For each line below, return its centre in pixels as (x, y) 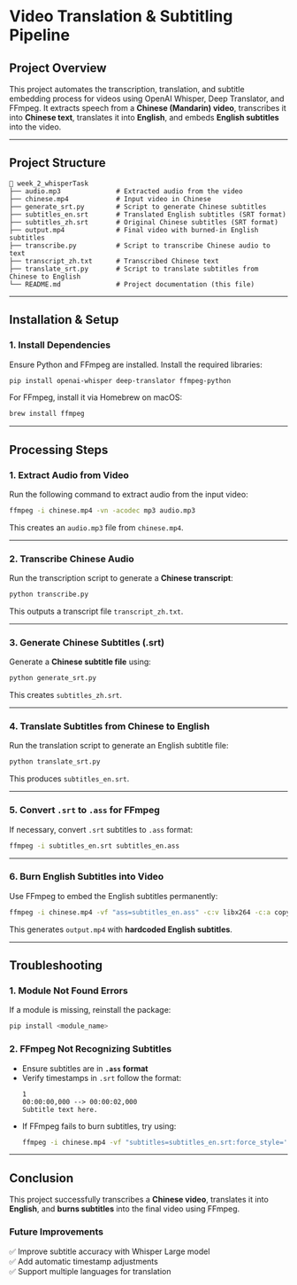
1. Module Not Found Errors (69, 991)
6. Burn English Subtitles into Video (87, 877)
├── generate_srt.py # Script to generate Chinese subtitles (138, 207)
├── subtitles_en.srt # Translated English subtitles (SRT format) (148, 215)
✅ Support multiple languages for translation (90, 1271)
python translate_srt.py (55, 762)
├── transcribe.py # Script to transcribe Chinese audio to (140, 246)
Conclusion (42, 1178)
